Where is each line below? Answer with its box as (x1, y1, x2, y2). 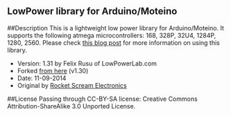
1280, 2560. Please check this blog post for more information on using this (7, 38, 220, 47)
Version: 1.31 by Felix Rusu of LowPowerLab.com (17, 59, 157, 68)
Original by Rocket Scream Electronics (17, 81, 127, 89)
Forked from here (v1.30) (17, 66, 89, 75)
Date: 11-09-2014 (17, 74, 67, 82)
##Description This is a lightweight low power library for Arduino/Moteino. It (7, 23, 224, 32)
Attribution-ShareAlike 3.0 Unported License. (7, 101, 136, 110)
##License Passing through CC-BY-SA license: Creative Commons (7, 95, 198, 103)
